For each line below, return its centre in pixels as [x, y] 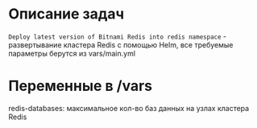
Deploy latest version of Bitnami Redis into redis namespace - [118, 36]
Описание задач [66, 14]
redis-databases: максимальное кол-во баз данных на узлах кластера [129, 108]
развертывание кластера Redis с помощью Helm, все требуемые [121, 44]
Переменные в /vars [81, 86]
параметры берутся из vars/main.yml [72, 53]
